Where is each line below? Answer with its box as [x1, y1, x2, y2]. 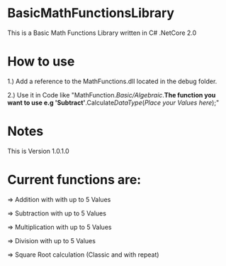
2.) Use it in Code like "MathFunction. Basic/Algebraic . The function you [7, 90, 216, 99]
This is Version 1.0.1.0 [7, 147, 69, 155]
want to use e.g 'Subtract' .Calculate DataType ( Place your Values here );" [7, 98, 220, 107]
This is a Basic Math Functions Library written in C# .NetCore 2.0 [7, 28, 197, 37]
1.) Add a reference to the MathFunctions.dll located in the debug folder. [7, 77, 217, 85]
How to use [7, 53, 75, 70]
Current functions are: [7, 172, 142, 188]
